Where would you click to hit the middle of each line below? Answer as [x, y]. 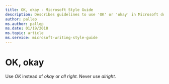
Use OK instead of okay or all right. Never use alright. [61, 76]
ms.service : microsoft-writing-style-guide [52, 38]
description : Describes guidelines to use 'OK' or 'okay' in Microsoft [82, 14]
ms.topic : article [24, 33]
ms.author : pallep [24, 24]
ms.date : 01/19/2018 [27, 28]
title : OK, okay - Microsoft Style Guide [49, 10]
